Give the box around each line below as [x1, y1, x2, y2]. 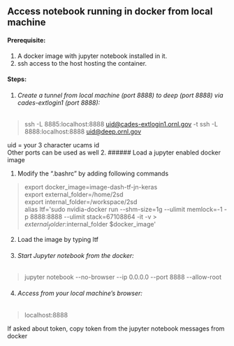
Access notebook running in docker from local [7, 6, 213, 17]
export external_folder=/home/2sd [24, 190, 124, 199]
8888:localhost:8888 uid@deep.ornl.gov [24, 127, 142, 136]
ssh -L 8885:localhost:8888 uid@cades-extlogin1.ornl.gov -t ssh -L [24, 120, 219, 129]
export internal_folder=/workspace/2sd [24, 198, 138, 206]
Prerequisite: [7, 36, 46, 44]
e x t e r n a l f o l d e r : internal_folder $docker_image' [24, 220, 156, 230]
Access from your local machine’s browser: [17, 289, 143, 297]
